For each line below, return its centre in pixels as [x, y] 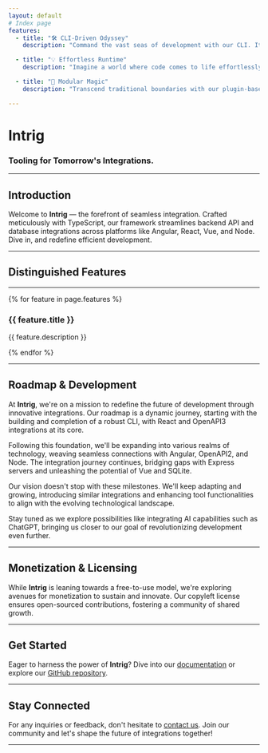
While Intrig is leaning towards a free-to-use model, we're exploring [120, 587]
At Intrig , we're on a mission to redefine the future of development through [131, 404]
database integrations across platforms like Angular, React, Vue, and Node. [132, 231]
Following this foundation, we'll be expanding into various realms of [119, 445]
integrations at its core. [46, 430]
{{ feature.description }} [47, 337]
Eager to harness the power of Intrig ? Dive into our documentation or [122, 664]
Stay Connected [49, 705]
